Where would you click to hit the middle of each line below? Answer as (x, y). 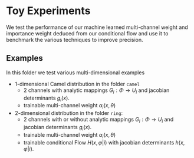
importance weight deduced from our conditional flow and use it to (87, 33)
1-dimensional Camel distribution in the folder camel (77, 84)
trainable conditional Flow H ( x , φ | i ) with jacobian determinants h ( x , (104, 142)
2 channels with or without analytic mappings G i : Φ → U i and (98, 120)
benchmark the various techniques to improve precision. (75, 39)
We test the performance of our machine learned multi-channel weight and (97, 27)
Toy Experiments (48, 11)
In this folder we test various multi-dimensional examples (75, 73)
